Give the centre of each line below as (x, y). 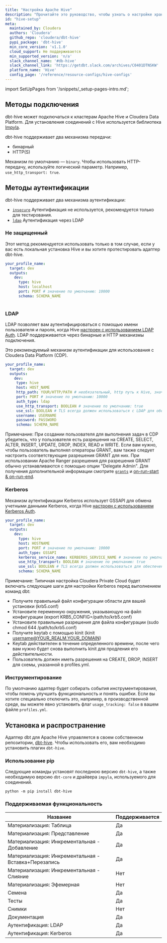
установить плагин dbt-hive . (35, 748)
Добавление (23, 848)
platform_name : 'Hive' (33, 70)
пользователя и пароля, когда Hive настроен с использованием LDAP (80, 329)
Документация (26, 917)
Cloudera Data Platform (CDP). (37, 355)
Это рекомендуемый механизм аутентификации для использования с (80, 350)
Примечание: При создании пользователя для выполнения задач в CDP (82, 434)
